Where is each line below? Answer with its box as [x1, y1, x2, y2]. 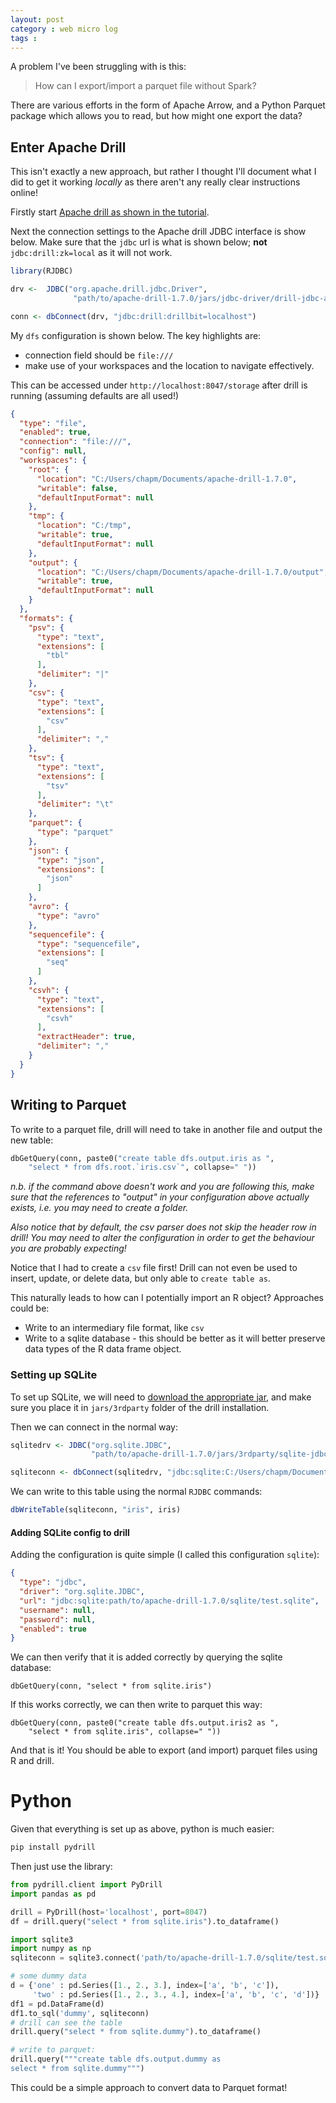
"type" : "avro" [36, 911, 101, 921]
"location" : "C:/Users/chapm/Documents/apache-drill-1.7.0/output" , [36, 567, 329, 577]
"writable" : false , [36, 483, 118, 493]
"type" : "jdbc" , [19, 1577, 87, 1588]
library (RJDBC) [10, 266, 74, 276]
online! [10, 187, 38, 199]
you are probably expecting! [10, 1242, 127, 1255]
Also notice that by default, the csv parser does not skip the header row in [10, 1221, 317, 1233]
